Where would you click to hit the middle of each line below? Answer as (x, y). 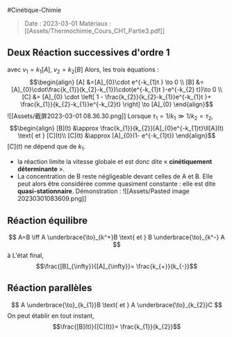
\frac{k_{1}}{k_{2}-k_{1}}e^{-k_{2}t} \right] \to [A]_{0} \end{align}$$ (117, 104)
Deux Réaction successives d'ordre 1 (89, 52)
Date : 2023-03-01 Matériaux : (68, 23)
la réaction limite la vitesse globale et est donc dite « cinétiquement (115, 162)
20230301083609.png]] (52, 199)
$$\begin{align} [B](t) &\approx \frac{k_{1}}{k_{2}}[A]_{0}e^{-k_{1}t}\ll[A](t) (117, 129)
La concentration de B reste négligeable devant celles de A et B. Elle (115, 176)
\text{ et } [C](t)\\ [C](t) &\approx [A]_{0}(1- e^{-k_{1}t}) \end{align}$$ (117, 135)
